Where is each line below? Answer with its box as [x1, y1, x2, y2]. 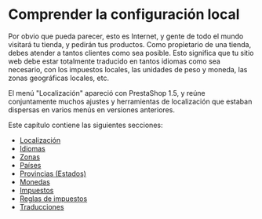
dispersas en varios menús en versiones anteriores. [8, 104, 175, 115]
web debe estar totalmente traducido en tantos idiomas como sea [8, 57, 221, 66]
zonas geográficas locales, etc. [8, 73, 110, 82]
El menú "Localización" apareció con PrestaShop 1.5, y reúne [8, 88, 206, 97]
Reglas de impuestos [19, 194, 88, 203]
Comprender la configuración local [8, 5, 240, 24]
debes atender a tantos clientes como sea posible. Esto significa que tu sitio [8, 48, 254, 57]
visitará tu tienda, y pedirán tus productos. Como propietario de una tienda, [8, 39, 252, 49]
